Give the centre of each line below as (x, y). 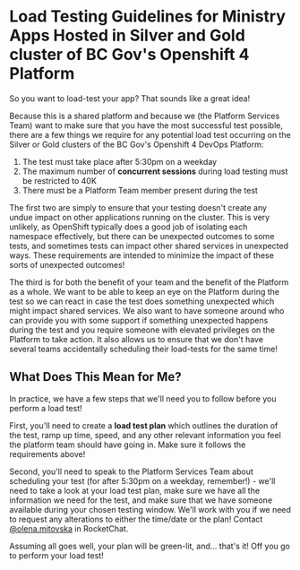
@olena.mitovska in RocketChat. (69, 528)
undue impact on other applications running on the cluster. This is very (140, 217)
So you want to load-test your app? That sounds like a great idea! (130, 98)
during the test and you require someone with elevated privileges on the (142, 330)
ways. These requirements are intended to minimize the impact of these (142, 255)
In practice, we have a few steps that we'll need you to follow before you (143, 398)
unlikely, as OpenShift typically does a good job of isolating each (129, 227)
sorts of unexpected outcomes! (67, 264)
